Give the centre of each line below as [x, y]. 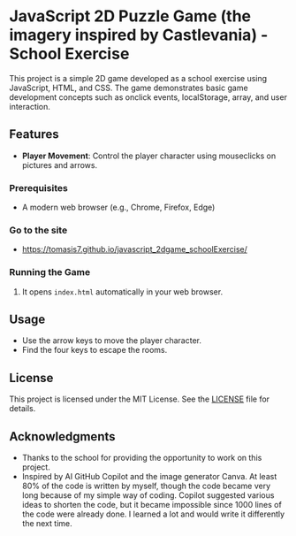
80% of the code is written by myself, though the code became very [146, 486]
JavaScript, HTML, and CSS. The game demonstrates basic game [129, 88]
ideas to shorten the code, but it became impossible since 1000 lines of [152, 505]
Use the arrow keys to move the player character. [111, 341]
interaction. [30, 106]
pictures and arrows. [60, 165]
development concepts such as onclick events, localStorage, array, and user [148, 97]
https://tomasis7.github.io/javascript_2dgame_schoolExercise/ [134, 249]
